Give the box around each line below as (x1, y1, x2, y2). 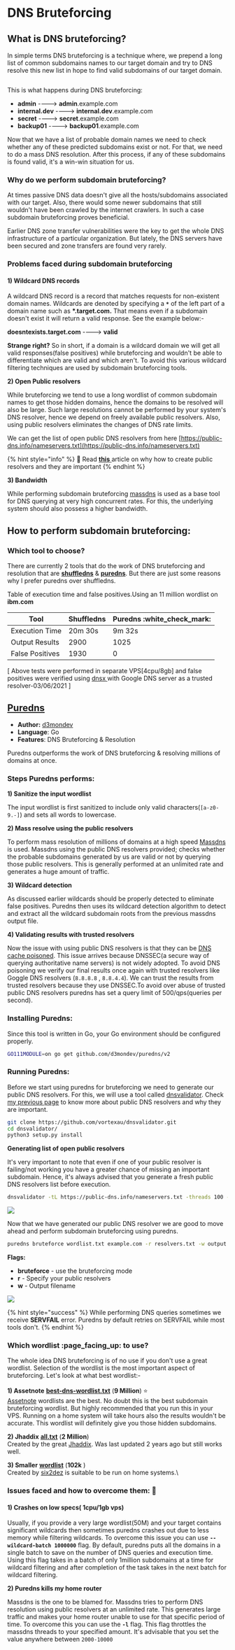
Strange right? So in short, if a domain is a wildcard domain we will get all (7, 341, 220, 350)
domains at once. (7, 756, 57, 764)
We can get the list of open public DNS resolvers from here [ (7, 434, 182, 442)
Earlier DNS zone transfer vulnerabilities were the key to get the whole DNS (7, 227, 225, 235)
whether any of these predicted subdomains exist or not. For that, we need (7, 143, 222, 151)
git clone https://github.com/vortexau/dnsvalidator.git (7, 1118, 177, 1126)
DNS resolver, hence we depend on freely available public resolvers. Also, (7, 413, 220, 421)
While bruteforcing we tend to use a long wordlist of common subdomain (7, 390, 218, 400)
